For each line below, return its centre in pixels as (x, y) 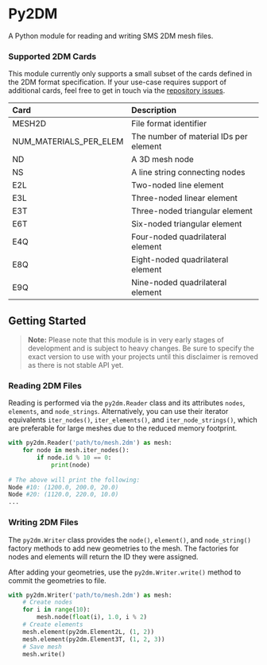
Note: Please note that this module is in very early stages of (126, 340)
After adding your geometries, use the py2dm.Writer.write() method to (125, 572)
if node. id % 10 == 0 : (74, 458)
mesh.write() (44, 654)
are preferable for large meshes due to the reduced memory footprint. (123, 428)
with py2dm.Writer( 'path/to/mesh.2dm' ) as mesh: (90, 595)
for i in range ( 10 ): (56, 610)
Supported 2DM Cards (52, 56)
